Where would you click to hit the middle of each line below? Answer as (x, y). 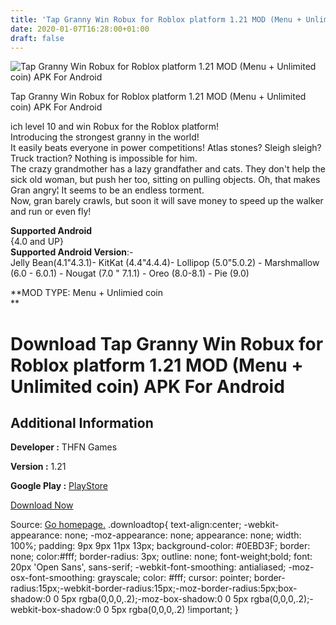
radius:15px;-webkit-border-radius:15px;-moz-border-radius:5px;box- (154, 588)
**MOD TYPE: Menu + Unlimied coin (86, 293)
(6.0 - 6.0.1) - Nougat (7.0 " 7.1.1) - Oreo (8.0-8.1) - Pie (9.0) (130, 273)
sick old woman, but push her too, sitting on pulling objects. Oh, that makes (165, 180)
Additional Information (82, 422)
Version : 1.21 (38, 467)
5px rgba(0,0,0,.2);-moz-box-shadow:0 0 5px (155, 599)
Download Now (42, 505)
